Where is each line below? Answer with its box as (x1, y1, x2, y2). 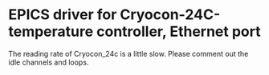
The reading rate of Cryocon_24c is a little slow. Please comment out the (8, 49, 249, 58)
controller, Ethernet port (96, 22, 261, 41)
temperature (8, 22, 94, 41)
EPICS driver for (8, 6, 117, 24)
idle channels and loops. (8, 57, 89, 67)
